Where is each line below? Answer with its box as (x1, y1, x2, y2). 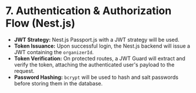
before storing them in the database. (14, 79, 103, 87)
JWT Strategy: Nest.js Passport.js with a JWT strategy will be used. (14, 36, 180, 43)
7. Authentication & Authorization (5, 4, 172, 18)
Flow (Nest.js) (5, 16, 75, 30)
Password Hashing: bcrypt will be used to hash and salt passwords (14, 74, 179, 81)
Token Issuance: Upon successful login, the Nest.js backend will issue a (14, 42, 191, 49)
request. (14, 67, 35, 74)
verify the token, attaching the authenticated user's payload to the (14, 61, 175, 68)
